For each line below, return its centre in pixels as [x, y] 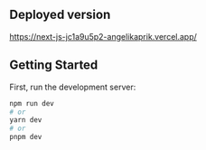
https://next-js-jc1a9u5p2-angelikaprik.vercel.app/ [103, 36]
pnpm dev [26, 137]
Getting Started [54, 66]
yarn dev [26, 120]
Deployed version [60, 15]
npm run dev [32, 103]
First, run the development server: [73, 87]
